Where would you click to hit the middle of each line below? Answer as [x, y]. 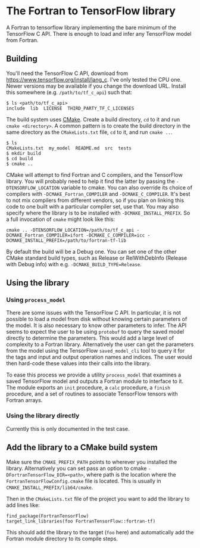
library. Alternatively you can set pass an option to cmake [76, 468]
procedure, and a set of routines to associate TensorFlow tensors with [92, 394]
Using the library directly [43, 416]
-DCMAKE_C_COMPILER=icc [115, 235]
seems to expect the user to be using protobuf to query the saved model [95, 332]
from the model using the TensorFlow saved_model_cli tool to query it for [96, 351]
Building [22, 59]
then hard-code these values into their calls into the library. [79, 363]
